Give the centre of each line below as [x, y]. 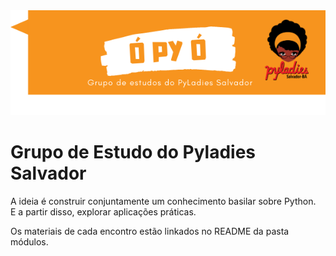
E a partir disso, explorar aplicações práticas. [103, 211]
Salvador [48, 173]
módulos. [29, 241]
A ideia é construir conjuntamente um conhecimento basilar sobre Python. [163, 201]
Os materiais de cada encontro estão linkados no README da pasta [150, 231]
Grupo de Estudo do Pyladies [133, 152]
